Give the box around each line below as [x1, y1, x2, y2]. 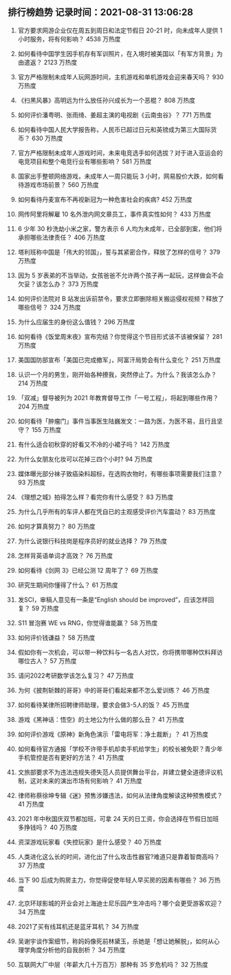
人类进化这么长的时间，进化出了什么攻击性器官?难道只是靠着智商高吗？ [17, 852, 220, 860]
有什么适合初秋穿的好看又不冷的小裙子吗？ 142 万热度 [17, 440, 170, 449]
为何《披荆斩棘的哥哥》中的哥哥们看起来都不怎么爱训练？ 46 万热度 [17, 686, 210, 694]
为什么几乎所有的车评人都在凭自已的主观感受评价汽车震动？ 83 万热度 [17, 507, 216, 515]
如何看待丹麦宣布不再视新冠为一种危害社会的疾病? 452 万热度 [17, 195, 192, 204]
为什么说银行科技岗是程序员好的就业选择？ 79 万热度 [17, 537, 168, 545]
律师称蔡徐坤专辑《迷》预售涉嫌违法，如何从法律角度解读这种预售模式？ [17, 791, 223, 799]
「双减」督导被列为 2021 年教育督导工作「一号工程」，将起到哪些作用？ [17, 393, 219, 402]
